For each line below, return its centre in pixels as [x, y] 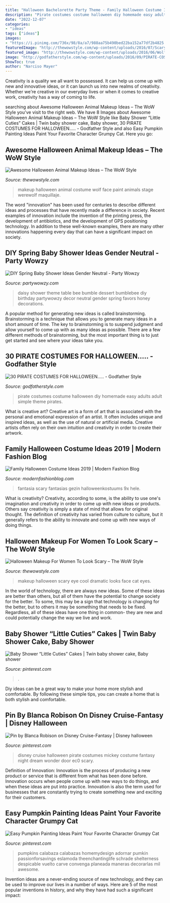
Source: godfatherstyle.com [35, 386]
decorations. [31, 303]
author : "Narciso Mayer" [31, 66]
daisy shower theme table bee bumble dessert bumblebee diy [82, 293]
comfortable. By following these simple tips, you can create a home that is [82, 694]
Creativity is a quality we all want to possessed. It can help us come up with [84, 81]
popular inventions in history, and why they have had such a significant [79, 890]
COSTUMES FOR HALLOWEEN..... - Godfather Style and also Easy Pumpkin [84, 129]
